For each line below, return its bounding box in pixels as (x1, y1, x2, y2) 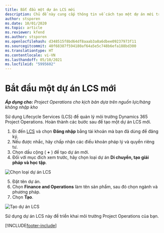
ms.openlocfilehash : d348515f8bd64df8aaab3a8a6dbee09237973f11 (5, 39, 137, 44)
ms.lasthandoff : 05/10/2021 (5, 57, 62, 62)
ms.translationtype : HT (5, 48, 54, 53)
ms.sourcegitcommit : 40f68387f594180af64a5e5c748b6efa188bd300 (5, 44, 137, 48)
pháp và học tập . (12, 160, 47, 165)
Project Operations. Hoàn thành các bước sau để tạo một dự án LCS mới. (5, 119, 151, 125)
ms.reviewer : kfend (5, 30, 45, 35)
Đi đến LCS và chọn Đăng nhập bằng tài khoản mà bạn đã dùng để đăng (12, 128, 159, 135)
